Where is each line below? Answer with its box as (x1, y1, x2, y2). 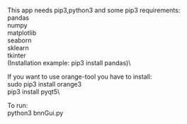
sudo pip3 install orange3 (7, 80, 82, 88)
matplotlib (7, 28, 37, 37)
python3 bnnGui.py (7, 109, 64, 117)
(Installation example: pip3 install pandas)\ (7, 59, 131, 67)
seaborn (7, 36, 32, 45)
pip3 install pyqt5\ (7, 88, 60, 96)
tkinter (7, 51, 26, 60)
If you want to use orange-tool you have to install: (7, 72, 152, 81)
